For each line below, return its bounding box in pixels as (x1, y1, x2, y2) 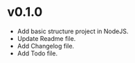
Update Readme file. (17, 34, 76, 42)
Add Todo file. (17, 49, 57, 57)
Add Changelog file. (17, 42, 75, 50)
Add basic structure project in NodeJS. (17, 27, 129, 35)
